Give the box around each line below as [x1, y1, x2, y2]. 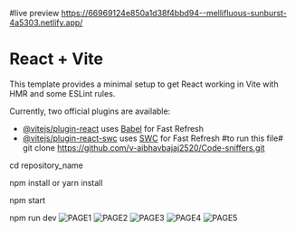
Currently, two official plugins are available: [9, 106, 171, 116]
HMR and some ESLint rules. [9, 88, 116, 98]
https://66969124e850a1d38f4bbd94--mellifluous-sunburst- [61, 8, 288, 18]
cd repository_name [9, 160, 83, 171]
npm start [9, 194, 46, 206]
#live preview [9, 8, 60, 18]
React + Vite [9, 49, 104, 70]
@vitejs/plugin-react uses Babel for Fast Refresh [22, 123, 205, 134]
